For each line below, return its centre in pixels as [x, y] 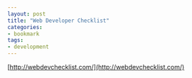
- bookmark [23, 34]
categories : [25, 27]
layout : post [27, 14]
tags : [15, 40]
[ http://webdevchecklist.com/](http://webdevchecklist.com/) [96, 67]
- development [28, 47]
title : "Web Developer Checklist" [59, 21]
